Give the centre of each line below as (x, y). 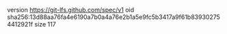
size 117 (45, 24)
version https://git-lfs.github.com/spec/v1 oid (71, 10)
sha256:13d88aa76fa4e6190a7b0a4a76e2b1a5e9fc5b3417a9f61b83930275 (114, 17)
